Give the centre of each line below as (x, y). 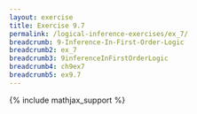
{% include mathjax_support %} (67, 100)
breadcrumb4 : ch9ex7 (47, 67)
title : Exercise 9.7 (47, 26)
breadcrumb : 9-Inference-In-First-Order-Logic (97, 42)
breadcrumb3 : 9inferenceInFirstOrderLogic (89, 58)
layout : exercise (41, 17)
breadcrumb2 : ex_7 (43, 50)
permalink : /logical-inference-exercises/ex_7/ (99, 34)
